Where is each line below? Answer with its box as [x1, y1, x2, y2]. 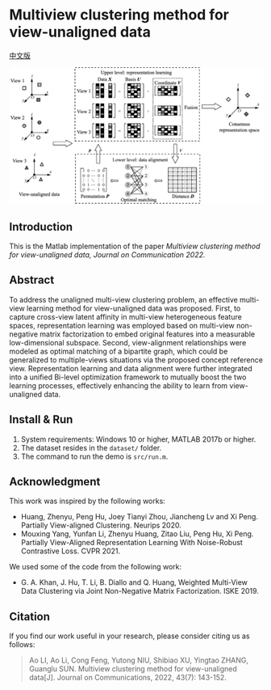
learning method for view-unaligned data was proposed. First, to [26, 303, 241, 313]
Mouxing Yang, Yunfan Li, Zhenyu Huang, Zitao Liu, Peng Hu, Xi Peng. [20, 529, 254, 539]
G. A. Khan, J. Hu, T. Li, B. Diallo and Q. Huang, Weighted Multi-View [20, 578, 248, 587]
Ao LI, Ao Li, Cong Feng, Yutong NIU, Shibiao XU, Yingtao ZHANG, [28, 655, 249, 665]
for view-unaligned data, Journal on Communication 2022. [9, 249, 206, 260]
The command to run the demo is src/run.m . [20, 451, 169, 461]
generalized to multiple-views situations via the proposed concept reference [9, 354, 263, 365]
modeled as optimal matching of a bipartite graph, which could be [9, 346, 228, 356]
